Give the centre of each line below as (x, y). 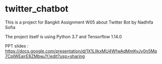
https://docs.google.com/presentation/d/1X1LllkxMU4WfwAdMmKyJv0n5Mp (81, 51)
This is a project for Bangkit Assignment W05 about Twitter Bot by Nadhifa (79, 22)
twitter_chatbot (37, 9)
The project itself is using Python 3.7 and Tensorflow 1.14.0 (64, 37)
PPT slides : (17, 46)
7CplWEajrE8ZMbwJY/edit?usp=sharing (45, 56)
